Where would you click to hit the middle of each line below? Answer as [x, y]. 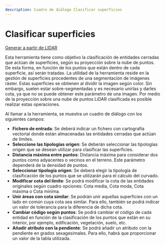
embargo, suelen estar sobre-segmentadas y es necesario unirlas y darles [81, 89]
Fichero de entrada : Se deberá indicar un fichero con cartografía [78, 128]
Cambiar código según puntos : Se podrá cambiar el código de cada [82, 212]
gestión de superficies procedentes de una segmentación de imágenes [77, 78]
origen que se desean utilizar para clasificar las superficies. [73, 149]
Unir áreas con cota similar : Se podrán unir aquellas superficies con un [85, 196]
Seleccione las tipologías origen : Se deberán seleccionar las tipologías [85, 144]
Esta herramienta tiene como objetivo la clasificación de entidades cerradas [82, 57]
